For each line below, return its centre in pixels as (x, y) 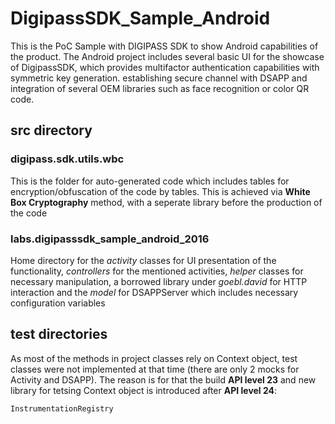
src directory (51, 130)
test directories (59, 334)
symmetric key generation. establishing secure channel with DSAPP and (159, 78)
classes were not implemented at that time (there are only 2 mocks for (155, 369)
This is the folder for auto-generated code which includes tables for (150, 181)
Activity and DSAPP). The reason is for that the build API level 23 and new (163, 379)
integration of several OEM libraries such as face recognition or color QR (160, 88)
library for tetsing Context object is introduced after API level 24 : (144, 390)
